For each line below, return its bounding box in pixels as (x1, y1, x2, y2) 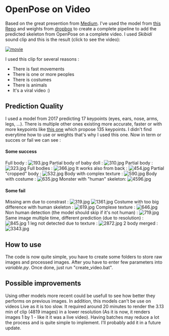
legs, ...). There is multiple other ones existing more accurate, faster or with (5, 120, 162, 127)
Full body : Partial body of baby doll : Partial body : (5, 159, 153, 165)
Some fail (5, 187, 26, 193)
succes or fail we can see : (5, 137, 61, 143)
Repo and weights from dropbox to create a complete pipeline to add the (5, 25, 157, 31)
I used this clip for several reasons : (5, 56, 79, 62)
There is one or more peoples (12, 71, 74, 77)
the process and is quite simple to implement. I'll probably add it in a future (5, 319, 161, 325)
